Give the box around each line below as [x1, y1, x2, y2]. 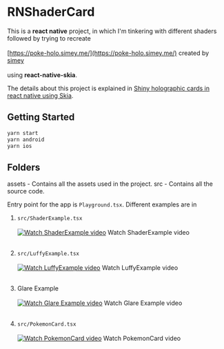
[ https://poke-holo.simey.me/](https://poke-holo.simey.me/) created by [7, 49, 210, 57]
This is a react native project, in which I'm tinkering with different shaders [7, 27, 217, 35]
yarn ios [7, 142, 32, 149]
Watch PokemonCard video [103, 335, 181, 343]
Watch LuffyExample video [101, 264, 179, 272]
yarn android [7, 136, 45, 143]
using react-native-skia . [7, 70, 78, 79]
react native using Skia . [7, 91, 74, 100]
